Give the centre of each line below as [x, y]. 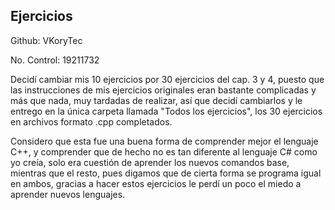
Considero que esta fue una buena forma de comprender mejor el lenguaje [164, 141]
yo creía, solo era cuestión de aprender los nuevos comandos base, [150, 162]
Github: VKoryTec [46, 40]
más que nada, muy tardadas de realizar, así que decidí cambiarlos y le [156, 100]
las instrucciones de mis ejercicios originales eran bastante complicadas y [163, 90]
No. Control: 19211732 [55, 60]
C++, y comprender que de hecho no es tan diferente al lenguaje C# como [164, 151]
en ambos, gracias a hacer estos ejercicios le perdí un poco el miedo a [156, 183]
